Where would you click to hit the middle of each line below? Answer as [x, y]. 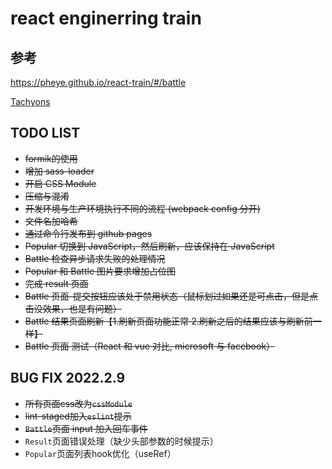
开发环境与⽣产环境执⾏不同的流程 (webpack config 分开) [142, 208]
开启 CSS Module [60, 183]
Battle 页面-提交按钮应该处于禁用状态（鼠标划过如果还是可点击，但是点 [171, 296]
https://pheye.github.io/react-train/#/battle [98, 82]
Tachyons [30, 101]
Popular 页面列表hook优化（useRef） [100, 453]
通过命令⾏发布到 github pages [88, 233]
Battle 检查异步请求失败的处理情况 [95, 258]
